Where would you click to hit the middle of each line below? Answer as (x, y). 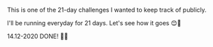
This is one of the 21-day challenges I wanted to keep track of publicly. (107, 10)
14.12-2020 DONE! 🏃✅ (38, 36)
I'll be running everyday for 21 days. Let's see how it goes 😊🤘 (94, 23)
